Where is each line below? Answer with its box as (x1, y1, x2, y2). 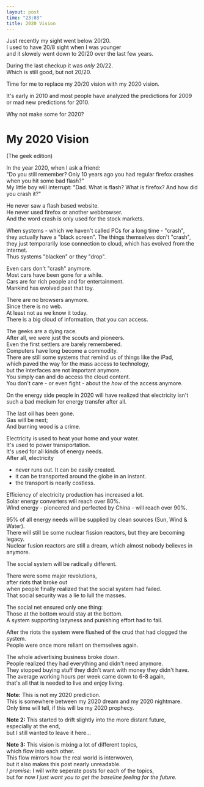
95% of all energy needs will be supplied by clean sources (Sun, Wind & (6, 516, 188, 524)
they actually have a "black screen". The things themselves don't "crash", (6, 233, 191, 241)
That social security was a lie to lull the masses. (6, 592, 126, 599)
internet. (6, 246, 27, 254)
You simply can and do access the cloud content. (6, 373, 131, 380)
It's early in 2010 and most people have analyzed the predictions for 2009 (6, 92, 192, 100)
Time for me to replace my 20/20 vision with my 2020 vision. (6, 80, 160, 88)
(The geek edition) (6, 153, 53, 160)
